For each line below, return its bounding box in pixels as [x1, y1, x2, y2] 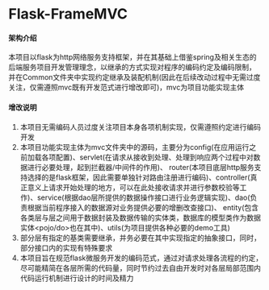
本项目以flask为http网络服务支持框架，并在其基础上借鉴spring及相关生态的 [8, 52, 257, 62]
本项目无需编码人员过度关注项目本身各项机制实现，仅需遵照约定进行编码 [19, 122, 261, 131]
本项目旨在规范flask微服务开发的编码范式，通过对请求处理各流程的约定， [19, 253, 263, 263]
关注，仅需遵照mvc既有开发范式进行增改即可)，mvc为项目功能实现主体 [8, 82, 245, 93]
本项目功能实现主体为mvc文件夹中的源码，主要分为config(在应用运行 [19, 142, 250, 151]
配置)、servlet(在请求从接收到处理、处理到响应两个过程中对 [55, 152, 254, 162]
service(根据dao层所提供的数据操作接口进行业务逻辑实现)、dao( [36, 193, 250, 202]
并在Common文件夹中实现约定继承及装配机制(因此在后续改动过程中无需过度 [8, 72, 261, 82]
